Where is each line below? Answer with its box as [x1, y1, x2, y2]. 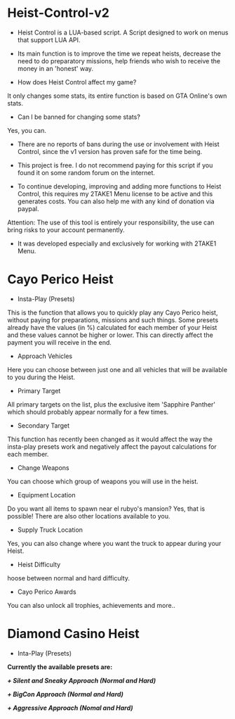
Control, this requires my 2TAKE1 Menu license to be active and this [17, 189, 213, 198]
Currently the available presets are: [7, 663, 113, 671]
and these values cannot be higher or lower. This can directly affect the [7, 331, 214, 339]
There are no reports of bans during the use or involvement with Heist [17, 139, 220, 148]
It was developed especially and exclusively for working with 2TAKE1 [17, 239, 217, 248]
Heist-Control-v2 [7, 5, 110, 21]
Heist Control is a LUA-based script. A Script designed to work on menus [17, 28, 229, 37]
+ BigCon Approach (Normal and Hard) [7, 689, 124, 698]
